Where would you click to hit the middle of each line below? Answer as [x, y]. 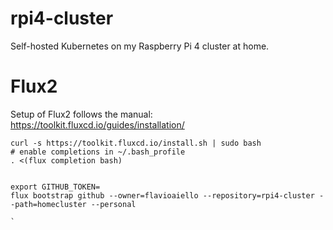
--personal [113, 204]
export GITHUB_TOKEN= [55, 187]
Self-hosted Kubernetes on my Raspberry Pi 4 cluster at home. [140, 46]
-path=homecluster [48, 204]
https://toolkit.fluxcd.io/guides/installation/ [97, 124]
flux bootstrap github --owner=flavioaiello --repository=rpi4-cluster [162, 195]
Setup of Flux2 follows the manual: [81, 114]
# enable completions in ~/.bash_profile [98, 152]
